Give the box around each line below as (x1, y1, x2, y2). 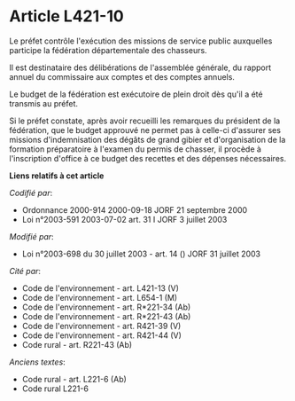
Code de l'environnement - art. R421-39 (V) (21, 320, 182, 331)
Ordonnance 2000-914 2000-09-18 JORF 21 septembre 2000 (21, 204, 248, 215)
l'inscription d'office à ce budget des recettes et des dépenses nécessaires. (9, 153, 286, 163)
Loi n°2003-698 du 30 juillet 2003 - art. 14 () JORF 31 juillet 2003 (21, 248, 261, 259)
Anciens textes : (9, 357, 66, 367)
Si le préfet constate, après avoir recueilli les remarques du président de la (9, 115, 281, 126)
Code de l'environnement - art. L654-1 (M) (21, 292, 178, 303)
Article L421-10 (9, 6, 124, 27)
